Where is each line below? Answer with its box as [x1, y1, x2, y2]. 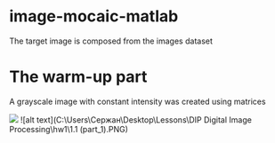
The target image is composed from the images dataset [9, 36, 214, 46]
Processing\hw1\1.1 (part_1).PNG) [9, 123, 129, 134]
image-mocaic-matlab [9, 6, 179, 27]
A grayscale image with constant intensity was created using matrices [9, 96, 266, 107]
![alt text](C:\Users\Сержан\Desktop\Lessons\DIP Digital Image [20, 114, 252, 125]
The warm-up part [9, 67, 148, 87]
